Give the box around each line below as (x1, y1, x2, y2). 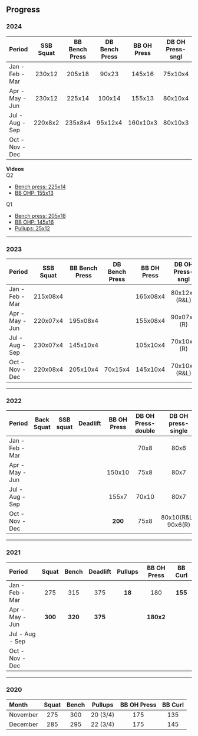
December (9, 720, 38, 728)
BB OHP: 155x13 (14, 189, 54, 197)
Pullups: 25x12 (14, 224, 50, 232)
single (170, 427, 188, 435)
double (135, 427, 155, 435)
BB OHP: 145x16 (14, 218, 54, 225)
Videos (6, 165, 24, 172)
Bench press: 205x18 (14, 212, 66, 219)
